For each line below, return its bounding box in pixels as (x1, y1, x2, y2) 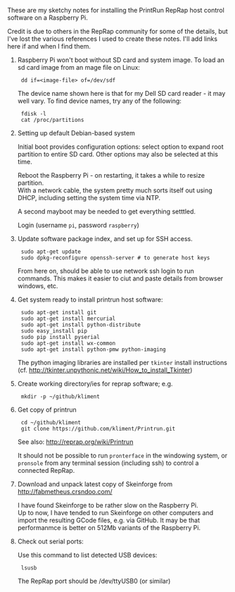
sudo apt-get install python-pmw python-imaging (20, 346, 167, 353)
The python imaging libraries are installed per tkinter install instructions (17, 359, 227, 366)
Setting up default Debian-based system (17, 129, 135, 137)
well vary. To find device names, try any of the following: (17, 97, 182, 105)
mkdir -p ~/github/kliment (20, 393, 100, 400)
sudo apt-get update (20, 248, 81, 255)
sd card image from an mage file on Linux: (17, 63, 141, 71)
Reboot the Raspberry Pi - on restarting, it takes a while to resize (17, 171, 205, 179)
